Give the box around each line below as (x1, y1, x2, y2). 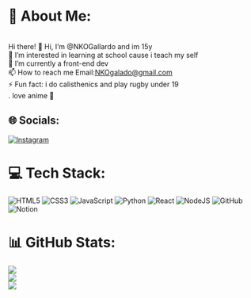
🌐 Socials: (8, 114, 60, 128)
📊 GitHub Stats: (8, 233, 116, 251)
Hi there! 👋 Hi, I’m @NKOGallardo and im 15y (8, 41, 153, 51)
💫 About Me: (8, 7, 92, 25)
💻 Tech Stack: (8, 164, 106, 181)
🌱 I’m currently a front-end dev (8, 59, 109, 68)
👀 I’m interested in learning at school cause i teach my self (8, 50, 199, 59)
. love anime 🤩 (8, 90, 55, 100)
